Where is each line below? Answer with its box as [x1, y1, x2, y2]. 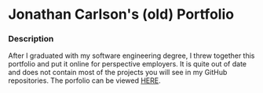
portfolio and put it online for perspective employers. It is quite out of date [8, 59, 247, 69]
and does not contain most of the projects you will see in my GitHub [8, 68, 228, 77]
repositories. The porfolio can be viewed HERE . [8, 76, 161, 85]
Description [8, 34, 54, 45]
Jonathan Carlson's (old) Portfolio [8, 5, 234, 23]
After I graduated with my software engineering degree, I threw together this [8, 51, 255, 60]
